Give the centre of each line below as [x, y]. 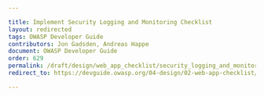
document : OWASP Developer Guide [63, 52]
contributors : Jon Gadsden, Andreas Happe [79, 44]
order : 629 [26, 59]
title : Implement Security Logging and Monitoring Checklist [110, 22]
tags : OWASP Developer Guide [56, 37]
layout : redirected [40, 29]
